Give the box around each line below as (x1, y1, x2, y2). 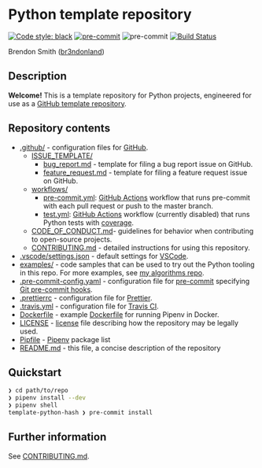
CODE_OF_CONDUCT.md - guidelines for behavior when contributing (31, 226, 254, 235)
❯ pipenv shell (8, 401, 58, 410)
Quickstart (8, 366, 62, 379)
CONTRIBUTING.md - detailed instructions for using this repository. (31, 242, 250, 252)
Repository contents (8, 122, 111, 135)
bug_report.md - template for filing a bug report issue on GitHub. (42, 159, 253, 168)
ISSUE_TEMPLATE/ (31, 151, 93, 160)
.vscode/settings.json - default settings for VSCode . (19, 251, 189, 260)
